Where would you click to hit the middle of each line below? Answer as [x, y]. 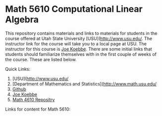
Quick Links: [18, 69]
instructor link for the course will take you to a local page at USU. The [76, 43]
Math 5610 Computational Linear [74, 9]
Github [19, 89]
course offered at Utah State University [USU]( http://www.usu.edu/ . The [79, 39]
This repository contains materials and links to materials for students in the [81, 33]
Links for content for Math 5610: [38, 109]
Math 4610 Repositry [33, 99]
